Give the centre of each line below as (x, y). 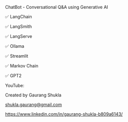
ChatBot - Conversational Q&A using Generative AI (57, 7)
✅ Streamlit (17, 56)
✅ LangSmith (19, 26)
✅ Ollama (15, 46)
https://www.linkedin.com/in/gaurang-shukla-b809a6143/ (64, 114)
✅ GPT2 (13, 76)
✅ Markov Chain (22, 66)
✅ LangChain (19, 16)
